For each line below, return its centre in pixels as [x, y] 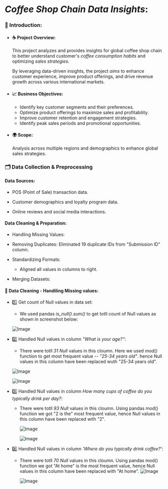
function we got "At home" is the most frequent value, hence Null [87, 466]
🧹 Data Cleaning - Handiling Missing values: [52, 291]
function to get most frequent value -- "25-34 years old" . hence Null [91, 356]
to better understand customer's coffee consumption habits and [79, 56]
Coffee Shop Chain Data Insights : [76, 9]
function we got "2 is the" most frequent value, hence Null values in [90, 414]
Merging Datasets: [31, 279]
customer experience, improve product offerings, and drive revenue [82, 76]
